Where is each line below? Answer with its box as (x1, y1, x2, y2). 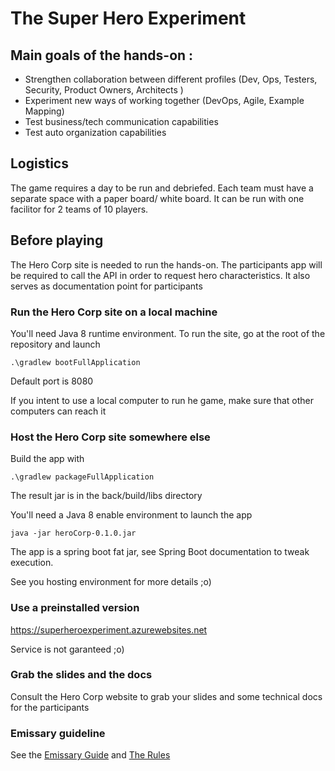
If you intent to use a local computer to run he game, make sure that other (10, 394, 314, 406)
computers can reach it (10, 405, 107, 417)
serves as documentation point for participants (10, 280, 203, 292)
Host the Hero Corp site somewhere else (10, 430, 211, 444)
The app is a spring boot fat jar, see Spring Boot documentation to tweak (10, 546, 310, 558)
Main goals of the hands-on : (10, 47, 194, 64)
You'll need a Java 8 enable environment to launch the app (10, 509, 253, 521)
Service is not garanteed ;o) (10, 643, 125, 655)
